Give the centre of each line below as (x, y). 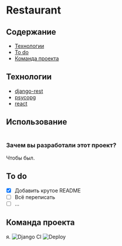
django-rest (29, 91)
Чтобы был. (21, 158)
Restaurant (34, 10)
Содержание (31, 32)
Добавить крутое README (48, 190)
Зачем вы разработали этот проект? (61, 145)
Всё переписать (35, 197)
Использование (37, 122)
